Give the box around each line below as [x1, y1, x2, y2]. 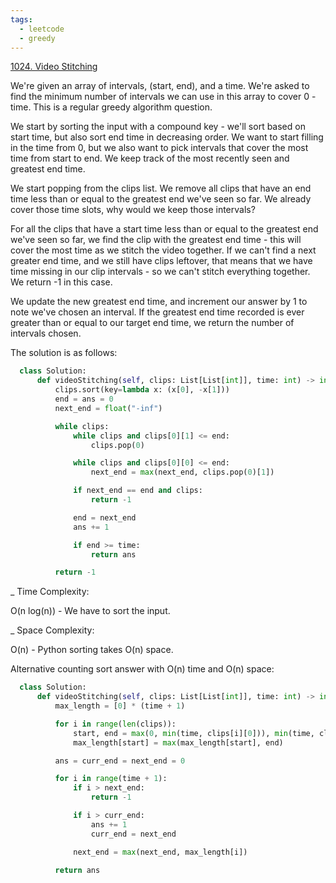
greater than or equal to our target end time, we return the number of [10, 317, 295, 329]
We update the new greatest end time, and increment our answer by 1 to [10, 296, 308, 308]
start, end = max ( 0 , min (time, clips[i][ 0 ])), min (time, [73, 728, 315, 738]
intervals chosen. [10, 327, 82, 340]
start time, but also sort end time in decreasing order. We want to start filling [10, 131, 324, 143]
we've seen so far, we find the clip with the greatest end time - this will [10, 234, 302, 246]
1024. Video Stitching [10, 61, 98, 73]
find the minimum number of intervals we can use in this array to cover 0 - [10, 91, 317, 103]
